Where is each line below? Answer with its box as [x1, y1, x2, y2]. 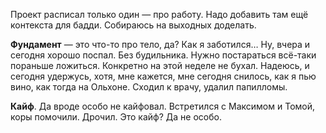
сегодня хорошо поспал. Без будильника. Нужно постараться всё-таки [10, 49, 317, 61]
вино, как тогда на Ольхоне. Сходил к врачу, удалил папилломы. [10, 81, 288, 93]
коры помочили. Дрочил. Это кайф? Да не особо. [10, 111, 222, 123]
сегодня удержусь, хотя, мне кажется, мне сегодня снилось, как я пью [10, 70, 317, 82]
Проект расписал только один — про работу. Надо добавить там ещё [10, 9, 309, 20]
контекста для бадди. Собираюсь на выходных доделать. [10, 19, 257, 31]
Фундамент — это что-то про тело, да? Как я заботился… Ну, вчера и [10, 39, 311, 50]
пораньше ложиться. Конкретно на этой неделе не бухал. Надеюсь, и [10, 60, 310, 71]
